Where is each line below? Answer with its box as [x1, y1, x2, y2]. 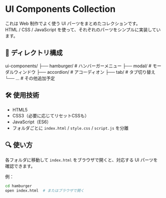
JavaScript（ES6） [12, 119, 52, 125]
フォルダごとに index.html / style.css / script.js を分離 [12, 125, 129, 131]
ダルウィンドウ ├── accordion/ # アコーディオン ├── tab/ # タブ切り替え [5, 69, 156, 75]
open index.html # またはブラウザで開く [5, 188, 84, 194]
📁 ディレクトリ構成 [5, 49, 63, 57]
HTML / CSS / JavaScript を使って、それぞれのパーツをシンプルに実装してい [5, 26, 161, 33]
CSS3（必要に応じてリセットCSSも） [12, 112, 89, 118]
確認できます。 [5, 163, 36, 169]
